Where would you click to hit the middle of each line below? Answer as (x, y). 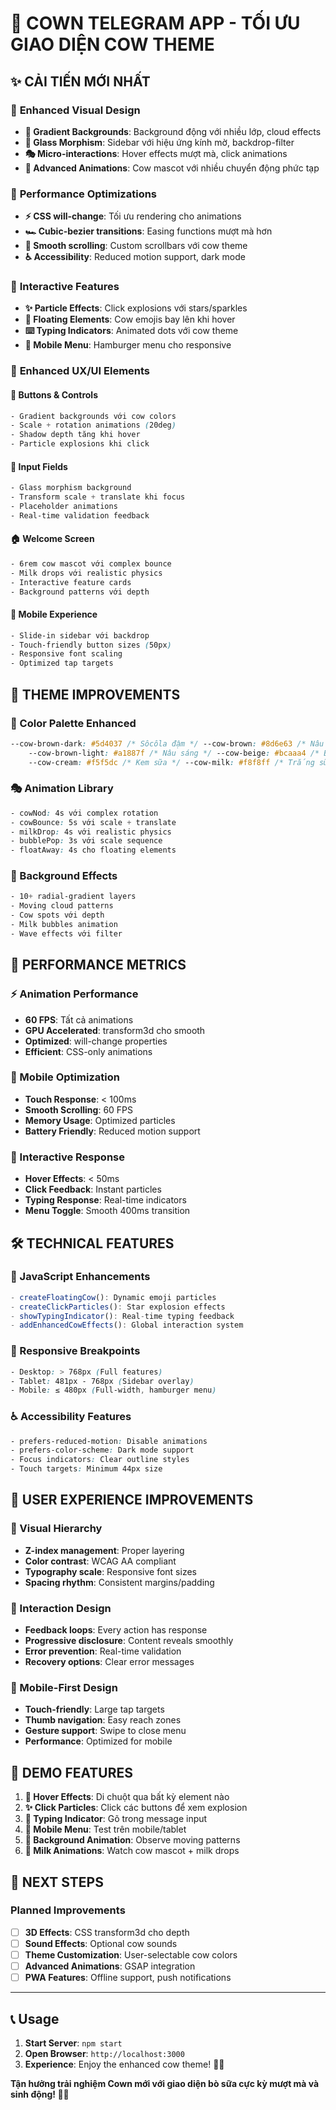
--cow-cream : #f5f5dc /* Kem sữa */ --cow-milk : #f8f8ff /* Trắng (171, 762)
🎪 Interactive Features (65, 287)
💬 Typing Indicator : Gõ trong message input (116, 1819)
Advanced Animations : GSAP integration (110, 1966)
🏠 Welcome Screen (52, 539)
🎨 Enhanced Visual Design (75, 110)
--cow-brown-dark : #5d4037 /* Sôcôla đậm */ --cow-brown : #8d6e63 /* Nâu (167, 743)
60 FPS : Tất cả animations (79, 1019)
